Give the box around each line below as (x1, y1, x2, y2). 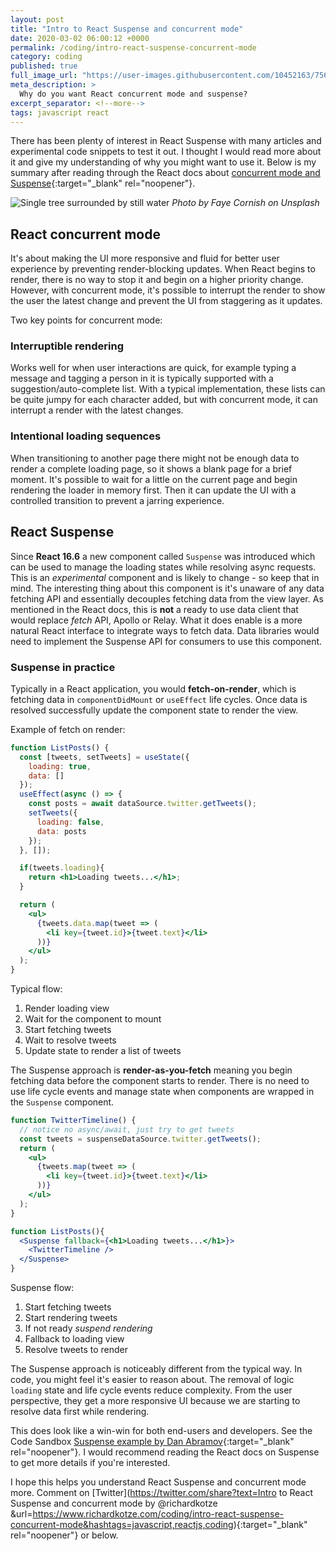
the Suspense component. (10, 1096, 115, 1108)
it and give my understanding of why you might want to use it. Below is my (10, 156, 317, 168)
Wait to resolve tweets (24, 1034, 117, 1046)
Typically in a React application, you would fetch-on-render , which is (10, 682, 297, 695)
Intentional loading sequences (10, 429, 162, 443)
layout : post (10, 14, 65, 25)
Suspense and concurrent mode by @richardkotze (10, 1497, 218, 1510)
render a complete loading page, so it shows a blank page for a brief (10, 462, 293, 475)
